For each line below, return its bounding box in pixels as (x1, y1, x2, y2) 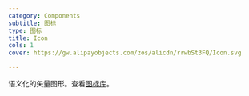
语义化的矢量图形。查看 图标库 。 (8, 79, 114, 88)
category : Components (8, 11, 81, 20)
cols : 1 (8, 42, 34, 50)
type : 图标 (8, 26, 42, 34)
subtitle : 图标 (8, 19, 57, 27)
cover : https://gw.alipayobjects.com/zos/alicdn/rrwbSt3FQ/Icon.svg (8, 49, 242, 57)
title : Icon (8, 34, 48, 42)
